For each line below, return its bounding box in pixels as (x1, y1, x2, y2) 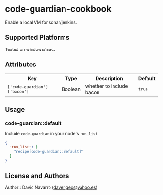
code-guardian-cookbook (5, 3, 112, 15)
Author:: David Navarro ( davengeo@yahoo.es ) (5, 184, 98, 190)
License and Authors (5, 172, 69, 180)
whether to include (85, 82, 128, 89)
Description (95, 75, 123, 81)
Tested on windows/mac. (5, 46, 56, 52)
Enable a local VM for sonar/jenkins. (5, 19, 77, 25)
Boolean (61, 86, 81, 93)
